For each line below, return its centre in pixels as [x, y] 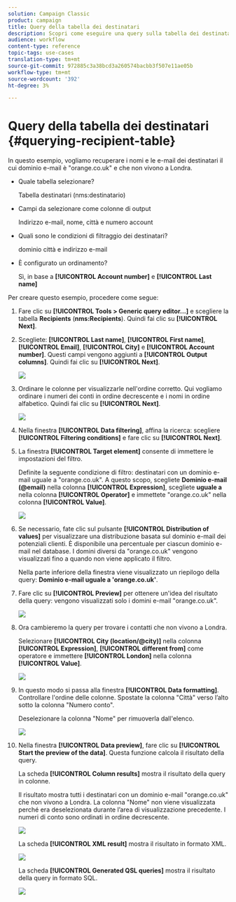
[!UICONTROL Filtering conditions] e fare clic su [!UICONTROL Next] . [120, 438]
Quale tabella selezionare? [56, 182]
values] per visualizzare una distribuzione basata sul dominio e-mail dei [122, 536]
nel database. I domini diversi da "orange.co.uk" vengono [115, 552]
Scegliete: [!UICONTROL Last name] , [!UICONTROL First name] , [112, 340]
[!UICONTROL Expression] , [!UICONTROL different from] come [111, 648]
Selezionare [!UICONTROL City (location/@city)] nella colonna [110, 641]
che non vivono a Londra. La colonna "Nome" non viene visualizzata [117, 802]
